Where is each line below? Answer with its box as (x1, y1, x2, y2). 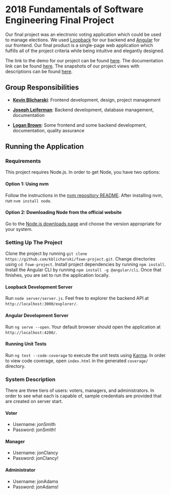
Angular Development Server (5, 312, 69, 318)
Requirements (5, 157, 41, 164)
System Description (5, 375, 56, 383)
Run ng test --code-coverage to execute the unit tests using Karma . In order (5, 352, 166, 358)
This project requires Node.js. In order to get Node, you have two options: (5, 169, 160, 175)
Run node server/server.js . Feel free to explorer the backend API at (5, 295, 149, 301)
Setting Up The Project (5, 239, 63, 246)
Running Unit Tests (5, 341, 47, 347)
